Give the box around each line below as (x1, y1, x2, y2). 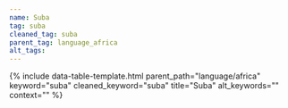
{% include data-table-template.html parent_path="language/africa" (9, 71, 261, 81)
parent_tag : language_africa (9, 37, 118, 47)
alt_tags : (9, 46, 47, 55)
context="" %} (9, 90, 64, 101)
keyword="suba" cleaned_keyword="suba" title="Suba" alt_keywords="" (9, 80, 280, 91)
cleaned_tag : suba (9, 29, 78, 38)
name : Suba (9, 12, 50, 22)
